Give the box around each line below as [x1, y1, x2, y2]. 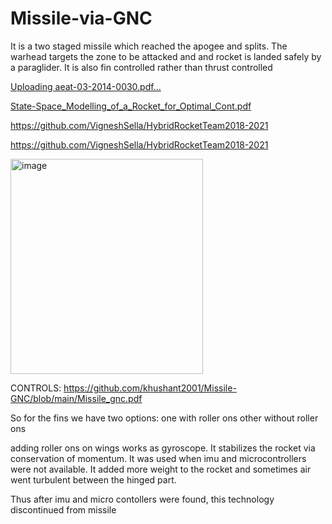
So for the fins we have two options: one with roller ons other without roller [10, 412, 319, 424]
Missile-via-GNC [10, 7, 153, 30]
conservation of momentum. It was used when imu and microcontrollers [10, 452, 307, 464]
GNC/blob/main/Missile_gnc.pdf [10, 392, 143, 404]
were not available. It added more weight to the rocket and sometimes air [10, 463, 312, 475]
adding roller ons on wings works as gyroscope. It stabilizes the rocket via [10, 442, 316, 454]
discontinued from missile [10, 503, 117, 516]
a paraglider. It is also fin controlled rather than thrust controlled [10, 61, 273, 73]
